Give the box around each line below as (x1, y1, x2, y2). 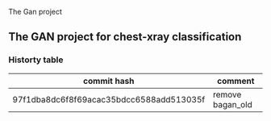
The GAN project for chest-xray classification (8, 30, 242, 44)
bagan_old (212, 98, 252, 110)
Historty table (8, 54, 64, 65)
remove (212, 89, 242, 100)
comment (216, 75, 255, 86)
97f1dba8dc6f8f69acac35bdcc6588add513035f (12, 94, 206, 105)
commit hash (83, 75, 135, 86)
